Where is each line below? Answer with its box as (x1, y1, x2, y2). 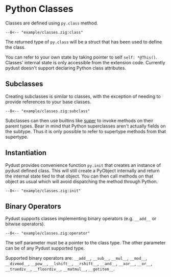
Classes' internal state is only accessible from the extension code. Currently (5, 59, 165, 65)
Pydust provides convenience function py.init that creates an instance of (5, 162, 161, 168)
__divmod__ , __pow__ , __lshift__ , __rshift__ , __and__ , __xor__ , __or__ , (5, 261, 153, 267)
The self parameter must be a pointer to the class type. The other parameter (5, 240, 166, 246)
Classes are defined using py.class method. (5, 20, 99, 26)
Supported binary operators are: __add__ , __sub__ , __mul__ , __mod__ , (5, 255, 148, 261)
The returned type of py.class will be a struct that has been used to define (5, 39, 162, 45)
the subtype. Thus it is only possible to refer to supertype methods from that (5, 128, 166, 134)
